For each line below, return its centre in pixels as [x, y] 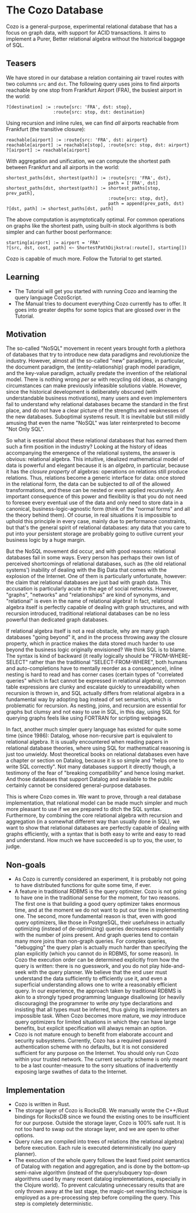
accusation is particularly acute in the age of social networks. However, [92, 589]
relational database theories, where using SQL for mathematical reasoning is [98, 748]
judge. [14, 847]
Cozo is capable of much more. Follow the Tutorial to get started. [84, 259]
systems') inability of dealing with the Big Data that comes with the [87, 570]
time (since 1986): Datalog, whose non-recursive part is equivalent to [89, 736]
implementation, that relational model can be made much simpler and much [97, 803]
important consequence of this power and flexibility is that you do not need [97, 496]
